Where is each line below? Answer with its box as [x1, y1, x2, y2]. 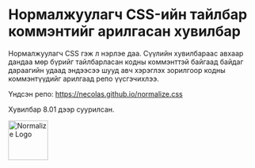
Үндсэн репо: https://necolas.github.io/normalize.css [8, 89, 184, 98]
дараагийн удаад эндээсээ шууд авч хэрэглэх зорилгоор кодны [8, 65, 226, 74]
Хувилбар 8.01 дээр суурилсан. [8, 105, 115, 114]
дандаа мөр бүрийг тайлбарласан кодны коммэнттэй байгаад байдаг [8, 57, 244, 67]
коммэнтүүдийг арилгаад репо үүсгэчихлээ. [8, 74, 160, 83]
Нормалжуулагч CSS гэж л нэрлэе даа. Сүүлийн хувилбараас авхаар [8, 48, 244, 58]
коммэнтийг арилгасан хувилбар [8, 22, 242, 40]
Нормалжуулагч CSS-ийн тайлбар [8, 6, 248, 24]
